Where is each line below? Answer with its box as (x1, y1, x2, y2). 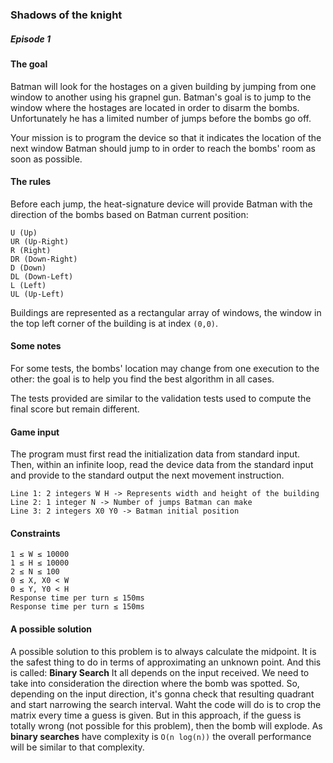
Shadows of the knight (10, 8, 123, 22)
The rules (10, 176, 52, 188)
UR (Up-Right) (10, 236, 70, 247)
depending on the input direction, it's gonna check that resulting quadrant (10, 688, 315, 700)
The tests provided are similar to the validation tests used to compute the (10, 392, 312, 404)
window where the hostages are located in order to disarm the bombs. (10, 101, 300, 113)
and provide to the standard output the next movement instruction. (10, 469, 285, 482)
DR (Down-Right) (10, 254, 78, 264)
